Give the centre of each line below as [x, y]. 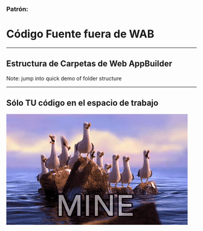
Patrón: [17, 9]
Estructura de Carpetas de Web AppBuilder [89, 64]
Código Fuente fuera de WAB [80, 34]
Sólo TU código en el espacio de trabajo [82, 103]
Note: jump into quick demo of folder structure [64, 78]
